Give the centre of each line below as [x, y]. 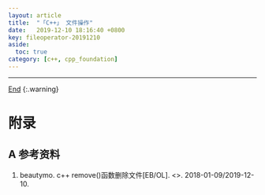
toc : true [31, 52]
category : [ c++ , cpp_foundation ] [63, 60]
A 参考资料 [34, 155]
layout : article [35, 15]
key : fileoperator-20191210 [54, 37]
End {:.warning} [34, 89]
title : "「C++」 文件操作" [50, 23]
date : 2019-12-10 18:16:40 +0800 [67, 30]
